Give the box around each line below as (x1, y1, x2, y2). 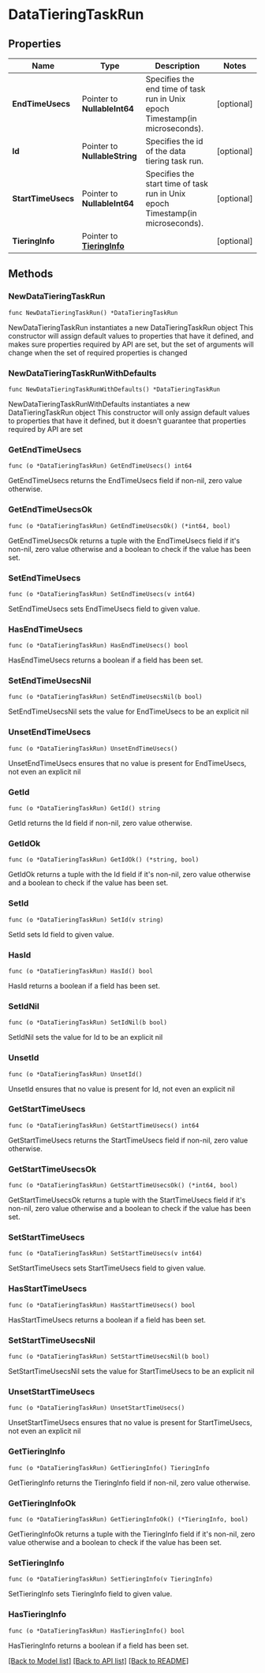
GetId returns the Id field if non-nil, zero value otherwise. (8, 819, 193, 828)
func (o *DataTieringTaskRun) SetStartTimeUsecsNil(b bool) (8, 1352, 211, 1361)
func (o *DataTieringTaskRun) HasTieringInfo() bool (8, 1626, 185, 1635)
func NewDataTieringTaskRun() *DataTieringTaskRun (8, 309, 178, 317)
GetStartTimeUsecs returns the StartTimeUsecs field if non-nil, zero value (8, 1135, 248, 1145)
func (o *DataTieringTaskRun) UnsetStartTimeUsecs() (8, 1404, 185, 1412)
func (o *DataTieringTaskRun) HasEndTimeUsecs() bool (8, 642, 189, 650)
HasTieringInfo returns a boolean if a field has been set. (8, 1641, 189, 1650)
